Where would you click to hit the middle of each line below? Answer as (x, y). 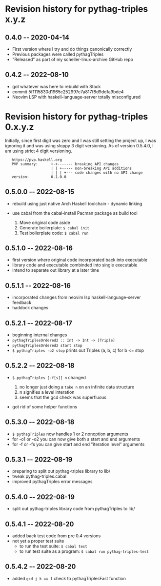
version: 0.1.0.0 (39, 177)
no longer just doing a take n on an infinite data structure (77, 387)
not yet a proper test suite (38, 541)
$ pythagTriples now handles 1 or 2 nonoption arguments (70, 434)
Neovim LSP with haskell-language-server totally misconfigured (76, 97)
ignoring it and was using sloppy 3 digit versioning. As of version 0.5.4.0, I (79, 145)
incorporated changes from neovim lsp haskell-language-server (76, 297)
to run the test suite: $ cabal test (53, 546)
